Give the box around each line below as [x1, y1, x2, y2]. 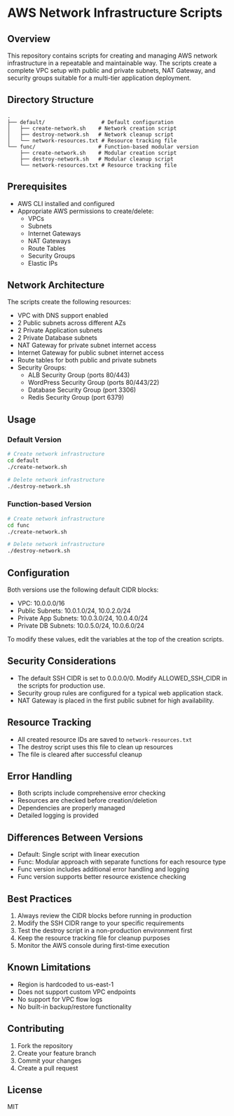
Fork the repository [17, 1041, 74, 1049]
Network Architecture [7, 279, 105, 292]
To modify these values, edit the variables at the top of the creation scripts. [7, 634, 224, 643]
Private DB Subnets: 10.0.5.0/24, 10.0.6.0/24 [17, 621, 145, 630]
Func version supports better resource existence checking [17, 873, 187, 881]
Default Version [7, 435, 62, 444]
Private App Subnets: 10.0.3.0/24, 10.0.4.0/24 [17, 613, 149, 622]
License [7, 1084, 43, 1096]
